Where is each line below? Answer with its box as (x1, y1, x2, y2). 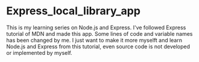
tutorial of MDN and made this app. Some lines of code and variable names (6, 30, 193, 37)
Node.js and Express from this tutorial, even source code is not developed (6, 43, 191, 50)
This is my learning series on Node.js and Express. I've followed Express (6, 24, 186, 31)
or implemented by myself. (6, 49, 72, 56)
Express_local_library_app (6, 4, 141, 18)
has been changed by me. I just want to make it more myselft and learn (6, 36, 183, 44)
